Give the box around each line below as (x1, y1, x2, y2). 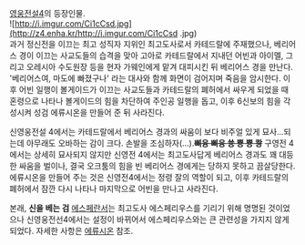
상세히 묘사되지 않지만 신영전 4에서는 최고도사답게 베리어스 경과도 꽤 (33, 149, 278, 159)
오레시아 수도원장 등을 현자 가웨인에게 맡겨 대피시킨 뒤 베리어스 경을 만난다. (25, 62, 294, 72)
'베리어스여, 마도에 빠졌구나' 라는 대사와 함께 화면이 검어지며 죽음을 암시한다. (9, 73, 281, 84)
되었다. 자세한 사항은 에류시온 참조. (9, 226, 134, 236)
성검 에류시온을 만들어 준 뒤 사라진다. (33, 107, 166, 117)
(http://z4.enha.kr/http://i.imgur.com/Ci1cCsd (9, 28, 178, 38)
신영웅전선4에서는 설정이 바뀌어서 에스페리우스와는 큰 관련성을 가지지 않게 (25, 214, 290, 225)
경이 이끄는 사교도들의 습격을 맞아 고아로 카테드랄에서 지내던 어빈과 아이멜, (18, 50, 284, 61)
